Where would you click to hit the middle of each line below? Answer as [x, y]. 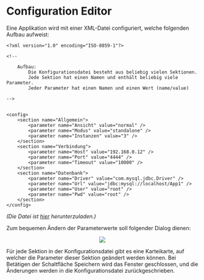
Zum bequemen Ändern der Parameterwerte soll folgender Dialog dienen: [99, 228]
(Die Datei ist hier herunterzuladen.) [51, 216]
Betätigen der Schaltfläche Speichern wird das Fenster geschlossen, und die [102, 264]
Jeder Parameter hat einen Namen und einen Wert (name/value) [109, 88]
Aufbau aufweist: [28, 34]
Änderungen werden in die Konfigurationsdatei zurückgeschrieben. [91, 270]
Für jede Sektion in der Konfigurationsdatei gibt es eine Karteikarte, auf [95, 251]
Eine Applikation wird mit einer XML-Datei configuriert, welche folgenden [98, 28]
